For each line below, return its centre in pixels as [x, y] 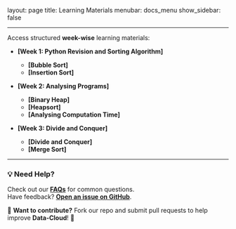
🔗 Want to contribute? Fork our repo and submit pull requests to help [108, 211]
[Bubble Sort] [48, 65]
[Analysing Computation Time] [74, 115]
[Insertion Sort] [51, 72]
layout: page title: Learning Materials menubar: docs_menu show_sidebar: [114, 10]
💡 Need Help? [31, 174]
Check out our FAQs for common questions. [71, 190]
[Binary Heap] [49, 100]
